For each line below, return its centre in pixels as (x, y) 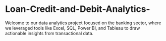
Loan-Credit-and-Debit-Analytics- (78, 9)
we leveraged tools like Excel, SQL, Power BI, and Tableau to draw (73, 28)
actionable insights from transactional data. (49, 33)
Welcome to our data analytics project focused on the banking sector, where (83, 23)
